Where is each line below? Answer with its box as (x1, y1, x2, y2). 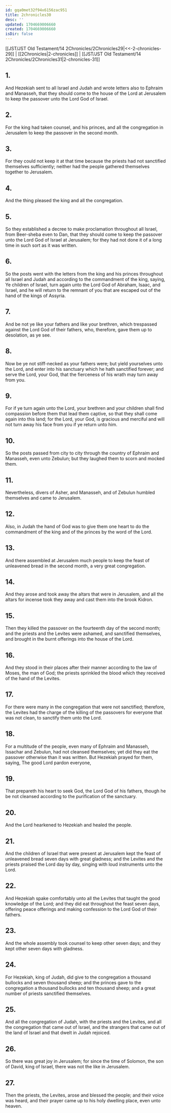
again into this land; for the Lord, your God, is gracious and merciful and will (5, 416, 165, 422)
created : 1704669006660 (5, 27, 56, 32)
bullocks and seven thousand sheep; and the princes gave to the (5, 979, 141, 985)
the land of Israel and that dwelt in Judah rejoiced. (5, 1029, 111, 1036)
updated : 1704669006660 (5, 22, 56, 27)
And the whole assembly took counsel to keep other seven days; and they (5, 940, 161, 946)
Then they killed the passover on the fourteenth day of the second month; (5, 625, 161, 631)
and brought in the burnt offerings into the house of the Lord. (5, 636, 134, 642)
